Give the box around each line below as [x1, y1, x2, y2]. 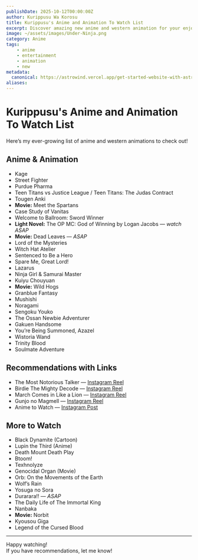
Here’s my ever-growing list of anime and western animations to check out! [6, 137, 188, 145]
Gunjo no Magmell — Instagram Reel [14, 397, 104, 404]
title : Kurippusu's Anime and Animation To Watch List [6, 19, 144, 25]
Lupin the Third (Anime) [14, 443, 72, 450]
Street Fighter [14, 176, 48, 184]
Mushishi [14, 296, 37, 303]
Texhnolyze [14, 461, 43, 469]
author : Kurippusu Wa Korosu [6, 14, 78, 20]
